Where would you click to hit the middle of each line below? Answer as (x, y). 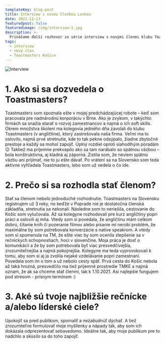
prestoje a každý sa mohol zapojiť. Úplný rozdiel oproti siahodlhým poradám (82, 144)
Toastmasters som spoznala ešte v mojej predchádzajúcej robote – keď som (82, 113)
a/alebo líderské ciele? (52, 307)
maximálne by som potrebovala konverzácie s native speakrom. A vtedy (78, 230)
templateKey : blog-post (29, 10)
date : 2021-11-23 (23, 19)
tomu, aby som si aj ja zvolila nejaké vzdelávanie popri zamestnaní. (73, 256)
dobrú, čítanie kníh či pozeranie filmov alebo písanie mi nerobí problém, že (80, 225)
